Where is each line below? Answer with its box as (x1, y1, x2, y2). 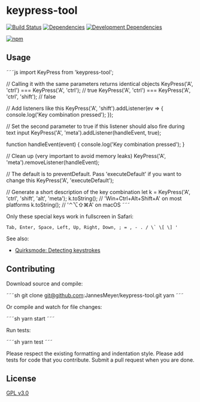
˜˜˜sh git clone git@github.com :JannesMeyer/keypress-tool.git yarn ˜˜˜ (6, 291, 184, 299)
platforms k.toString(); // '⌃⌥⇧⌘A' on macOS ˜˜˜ (6, 201, 131, 208)
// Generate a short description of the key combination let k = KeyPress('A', (6, 188, 190, 195)
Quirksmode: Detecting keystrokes (14, 246, 101, 254)
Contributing (6, 264, 55, 274)
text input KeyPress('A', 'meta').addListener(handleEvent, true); (6, 129, 162, 136)
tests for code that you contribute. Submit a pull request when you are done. (6, 356, 195, 364)
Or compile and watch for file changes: (6, 303, 102, 310)
